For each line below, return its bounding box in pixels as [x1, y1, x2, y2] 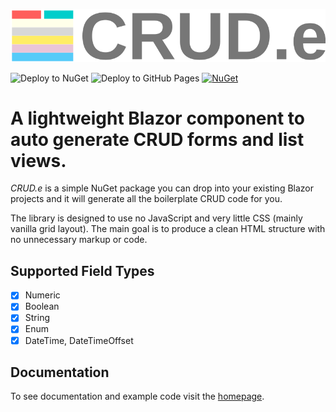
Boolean [24, 300, 60, 313]
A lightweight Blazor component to [10, 107, 305, 129]
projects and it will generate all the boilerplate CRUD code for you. [10, 193, 283, 205]
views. [10, 149, 67, 172]
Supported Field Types [10, 262, 155, 279]
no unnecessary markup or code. [10, 234, 148, 246]
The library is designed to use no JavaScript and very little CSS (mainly [10, 212, 303, 224]
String [24, 312, 50, 324]
